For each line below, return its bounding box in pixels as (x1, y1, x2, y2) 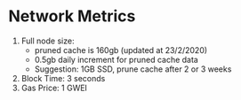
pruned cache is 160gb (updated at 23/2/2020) (34, 44, 208, 55)
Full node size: (20, 35, 75, 46)
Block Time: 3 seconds (20, 73, 106, 83)
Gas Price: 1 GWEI (20, 82, 88, 93)
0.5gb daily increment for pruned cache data (34, 54, 199, 65)
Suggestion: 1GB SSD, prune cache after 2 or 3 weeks (34, 64, 232, 74)
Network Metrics (8, 6, 136, 27)
